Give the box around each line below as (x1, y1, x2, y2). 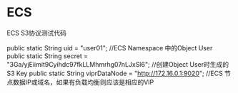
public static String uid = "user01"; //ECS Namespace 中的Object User (6, 43, 213, 52)
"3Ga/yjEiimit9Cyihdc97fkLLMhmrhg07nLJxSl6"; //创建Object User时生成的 (6, 60, 229, 68)
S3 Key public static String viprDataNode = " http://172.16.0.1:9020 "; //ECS (6, 69, 223, 77)
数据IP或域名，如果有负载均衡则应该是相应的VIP (12, 77, 154, 86)
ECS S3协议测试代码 (6, 28, 67, 37)
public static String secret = (6, 51, 89, 60)
